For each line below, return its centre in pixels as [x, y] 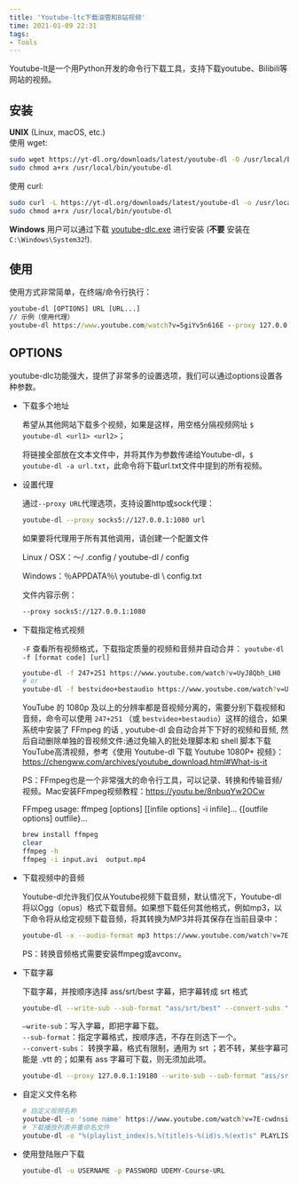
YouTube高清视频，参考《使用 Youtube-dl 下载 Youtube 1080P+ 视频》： [153, 752]
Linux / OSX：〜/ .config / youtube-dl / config [106, 556]
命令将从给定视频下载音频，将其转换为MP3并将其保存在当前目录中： [155, 919]
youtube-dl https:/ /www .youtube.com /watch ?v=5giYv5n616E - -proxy [132, 326]
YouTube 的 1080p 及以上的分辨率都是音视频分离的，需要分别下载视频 [149, 707]
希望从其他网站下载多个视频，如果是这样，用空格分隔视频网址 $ [138, 424]
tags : [19, 34]
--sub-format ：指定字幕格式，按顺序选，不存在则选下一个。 [131, 1037]
